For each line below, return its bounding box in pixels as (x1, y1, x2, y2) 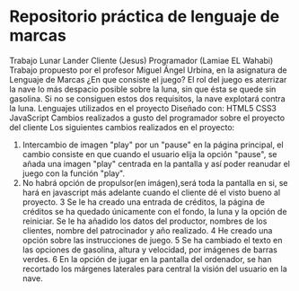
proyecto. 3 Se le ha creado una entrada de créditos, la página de (22, 196, 265, 207)
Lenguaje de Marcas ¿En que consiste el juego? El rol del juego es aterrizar (9, 74, 287, 84)
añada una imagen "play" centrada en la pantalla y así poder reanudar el (22, 158, 290, 169)
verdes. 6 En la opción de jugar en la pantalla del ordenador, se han (22, 253, 272, 264)
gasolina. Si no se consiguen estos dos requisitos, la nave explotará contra (9, 93, 286, 104)
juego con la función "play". (22, 168, 126, 179)
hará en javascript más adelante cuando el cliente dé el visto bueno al (22, 187, 281, 198)
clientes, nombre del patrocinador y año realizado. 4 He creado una (22, 225, 273, 235)
